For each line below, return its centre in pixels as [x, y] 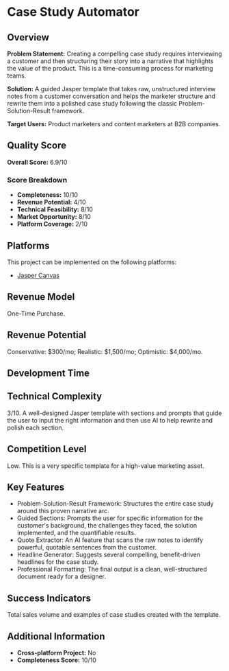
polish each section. [35, 427]
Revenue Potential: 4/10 [52, 202]
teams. [17, 75]
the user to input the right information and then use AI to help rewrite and [110, 420]
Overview [28, 37]
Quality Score [37, 146]
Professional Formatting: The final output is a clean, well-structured [112, 569]
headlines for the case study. [58, 562]
